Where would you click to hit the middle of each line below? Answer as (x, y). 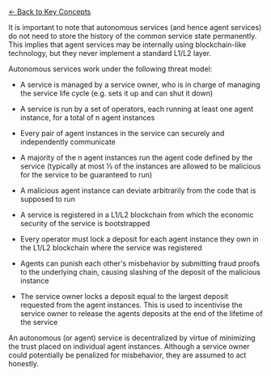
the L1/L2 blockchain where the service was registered (111, 248)
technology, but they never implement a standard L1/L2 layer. (110, 53)
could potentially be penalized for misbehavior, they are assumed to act (127, 355)
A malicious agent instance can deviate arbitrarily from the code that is (138, 190)
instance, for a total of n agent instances (87, 117)
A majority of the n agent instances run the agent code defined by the (136, 158)
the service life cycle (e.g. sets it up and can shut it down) (116, 93)
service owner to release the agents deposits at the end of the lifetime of (141, 314)
